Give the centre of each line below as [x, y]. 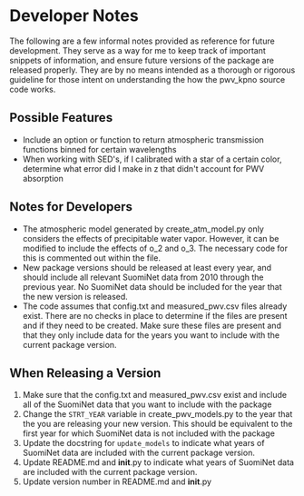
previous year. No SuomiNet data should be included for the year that [152, 286]
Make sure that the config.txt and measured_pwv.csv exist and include [155, 395]
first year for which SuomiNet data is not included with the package [148, 433]
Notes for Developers [71, 207]
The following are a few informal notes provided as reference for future [142, 41]
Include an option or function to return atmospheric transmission [143, 139]
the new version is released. [75, 296]
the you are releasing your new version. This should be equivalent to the [157, 424]
